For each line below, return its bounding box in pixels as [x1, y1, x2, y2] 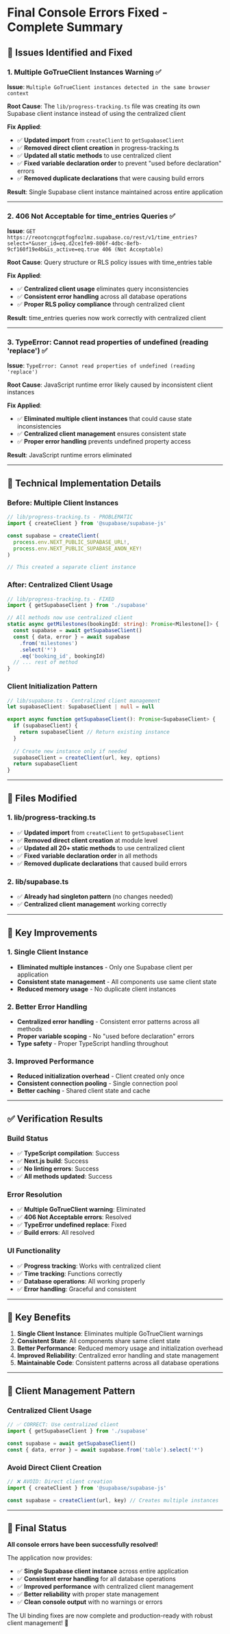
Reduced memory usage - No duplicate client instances [16, 985, 177, 993]
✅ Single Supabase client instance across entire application [16, 1567, 189, 1575]
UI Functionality [7, 1246, 61, 1255]
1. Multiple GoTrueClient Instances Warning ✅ [7, 67, 162, 77]
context [7, 90, 29, 97]
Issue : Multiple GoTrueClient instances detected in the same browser [7, 82, 211, 91]
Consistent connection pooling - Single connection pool [16, 1079, 178, 1088]
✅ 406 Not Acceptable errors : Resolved [16, 1213, 132, 1221]
